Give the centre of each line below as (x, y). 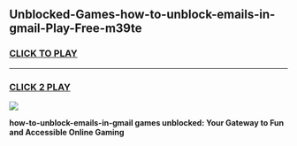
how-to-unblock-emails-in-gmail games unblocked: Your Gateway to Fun (147, 122)
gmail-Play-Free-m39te (76, 29)
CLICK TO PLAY (43, 54)
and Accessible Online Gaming (67, 132)
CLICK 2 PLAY (40, 87)
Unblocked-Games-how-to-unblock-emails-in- (142, 15)
